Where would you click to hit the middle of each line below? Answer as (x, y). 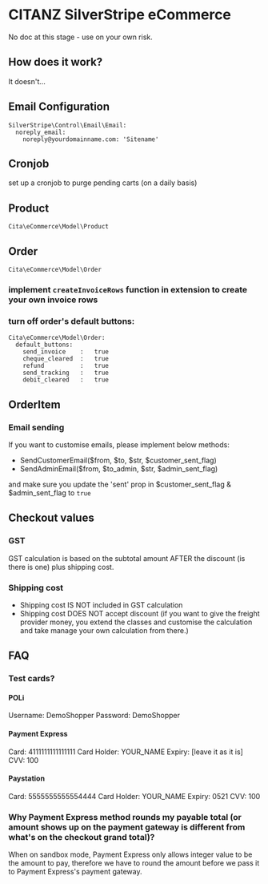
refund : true (66, 366)
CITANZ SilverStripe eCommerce (120, 15)
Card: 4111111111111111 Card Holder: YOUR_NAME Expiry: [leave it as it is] (126, 752)
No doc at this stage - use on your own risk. (81, 37)
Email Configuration (59, 107)
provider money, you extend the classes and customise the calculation (136, 622)
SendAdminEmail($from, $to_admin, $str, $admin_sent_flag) (119, 468)
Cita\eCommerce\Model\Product (59, 227)
